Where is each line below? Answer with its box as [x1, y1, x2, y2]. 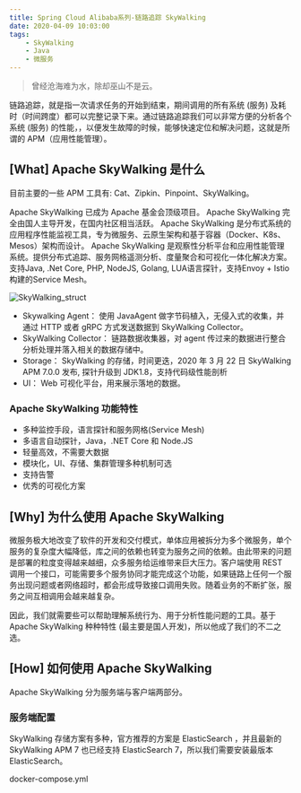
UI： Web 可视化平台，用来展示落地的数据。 [21, 378, 185, 388]
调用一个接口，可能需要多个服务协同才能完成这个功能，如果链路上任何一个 [9, 568, 284, 579]
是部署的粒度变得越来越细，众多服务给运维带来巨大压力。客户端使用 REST [9, 557, 283, 568]
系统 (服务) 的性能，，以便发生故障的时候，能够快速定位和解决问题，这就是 [9, 122, 283, 133]
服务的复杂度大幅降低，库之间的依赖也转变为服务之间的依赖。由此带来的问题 [9, 545, 292, 556]
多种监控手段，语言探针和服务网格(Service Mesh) [21, 424, 205, 435]
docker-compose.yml [9, 773, 89, 785]
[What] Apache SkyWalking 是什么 [9, 162, 206, 178]
